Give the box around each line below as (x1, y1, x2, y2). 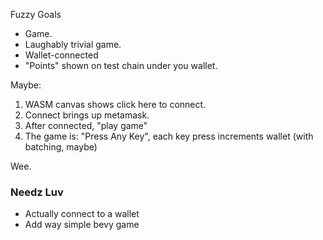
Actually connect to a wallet (24, 208, 140, 220)
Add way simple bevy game (24, 219, 140, 231)
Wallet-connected (24, 49, 99, 61)
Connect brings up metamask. (24, 109, 150, 121)
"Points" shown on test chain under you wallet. (24, 60, 218, 71)
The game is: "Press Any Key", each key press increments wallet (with (24, 130, 314, 142)
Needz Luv (10, 185, 64, 199)
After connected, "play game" (24, 120, 148, 131)
